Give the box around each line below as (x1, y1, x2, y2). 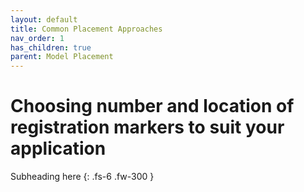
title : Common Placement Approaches (10, 24, 163, 34)
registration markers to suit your (10, 116, 285, 139)
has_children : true (10, 42, 92, 53)
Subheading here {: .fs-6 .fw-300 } (10, 171, 155, 183)
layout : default (10, 14, 78, 25)
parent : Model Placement (10, 52, 114, 62)
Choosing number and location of (10, 95, 295, 118)
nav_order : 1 (10, 33, 65, 43)
